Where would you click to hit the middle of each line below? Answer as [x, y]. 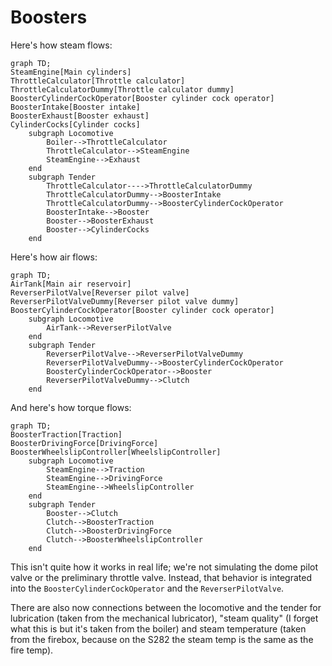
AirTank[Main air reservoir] [71, 284]
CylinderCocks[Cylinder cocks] [75, 124]
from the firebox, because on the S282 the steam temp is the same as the [162, 639]
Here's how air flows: [54, 257]
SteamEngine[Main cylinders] [71, 72]
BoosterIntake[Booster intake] [75, 107]
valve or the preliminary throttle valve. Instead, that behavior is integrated [161, 577]
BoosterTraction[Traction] [66, 434]
